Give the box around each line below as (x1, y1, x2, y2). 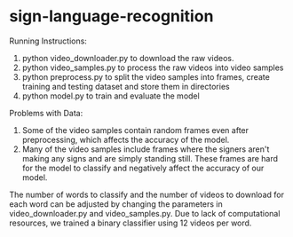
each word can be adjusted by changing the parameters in (9, 198, 224, 209)
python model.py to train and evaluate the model (21, 91, 200, 101)
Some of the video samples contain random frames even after (21, 124, 249, 135)
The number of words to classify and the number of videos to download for (9, 189, 284, 200)
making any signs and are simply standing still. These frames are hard (21, 153, 278, 163)
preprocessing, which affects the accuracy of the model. (21, 134, 230, 145)
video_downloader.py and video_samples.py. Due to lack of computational (9, 208, 281, 218)
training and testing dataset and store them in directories (21, 81, 230, 91)
